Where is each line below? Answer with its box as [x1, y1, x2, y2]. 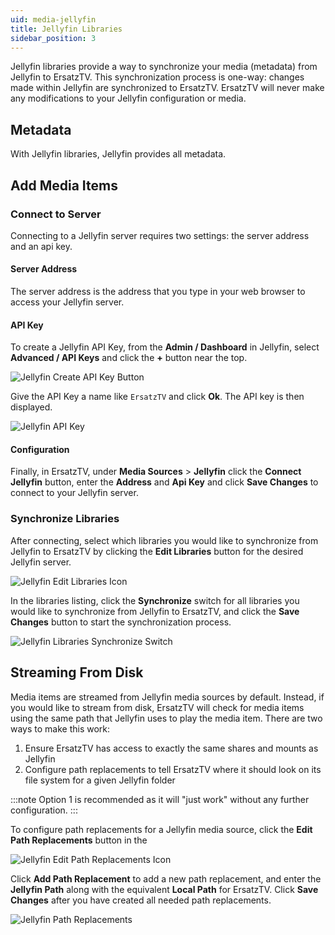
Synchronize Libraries [10, 512, 120, 526]
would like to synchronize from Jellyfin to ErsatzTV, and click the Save [10, 605, 300, 617]
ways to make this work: [10, 722, 111, 735]
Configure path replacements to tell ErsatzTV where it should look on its [24, 763, 322, 775]
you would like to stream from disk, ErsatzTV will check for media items [10, 701, 305, 713]
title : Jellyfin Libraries [10, 24, 123, 34]
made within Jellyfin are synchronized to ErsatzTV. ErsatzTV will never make [10, 82, 325, 94]
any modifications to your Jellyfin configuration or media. [10, 92, 247, 105]
